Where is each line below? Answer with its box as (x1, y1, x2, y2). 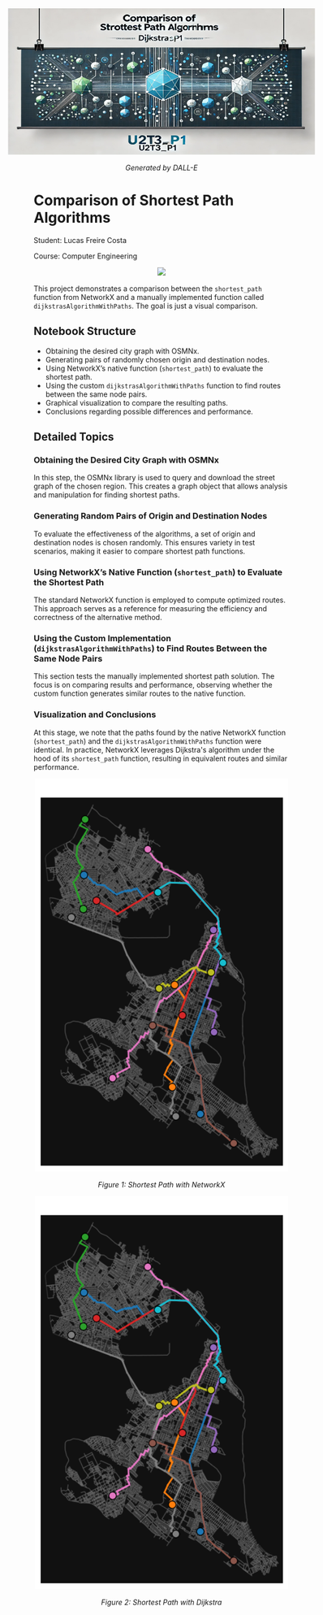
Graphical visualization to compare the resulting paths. (45, 397, 228, 407)
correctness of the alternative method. (33, 612, 162, 622)
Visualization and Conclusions (33, 709, 157, 720)
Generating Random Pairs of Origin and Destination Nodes (33, 510, 268, 522)
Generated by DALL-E (125, 163, 198, 172)
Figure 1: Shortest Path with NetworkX (97, 1179, 226, 1189)
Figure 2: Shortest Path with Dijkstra (101, 1597, 222, 1607)
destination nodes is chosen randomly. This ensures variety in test (33, 537, 256, 547)
